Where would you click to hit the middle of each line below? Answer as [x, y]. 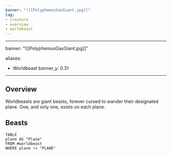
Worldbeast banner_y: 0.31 [41, 68]
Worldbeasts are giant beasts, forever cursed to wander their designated [82, 101]
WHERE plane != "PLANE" [31, 148]
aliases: [13, 58]
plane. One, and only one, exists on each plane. [56, 107]
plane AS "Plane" [24, 139]
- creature [17, 19]
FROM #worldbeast [24, 144]
